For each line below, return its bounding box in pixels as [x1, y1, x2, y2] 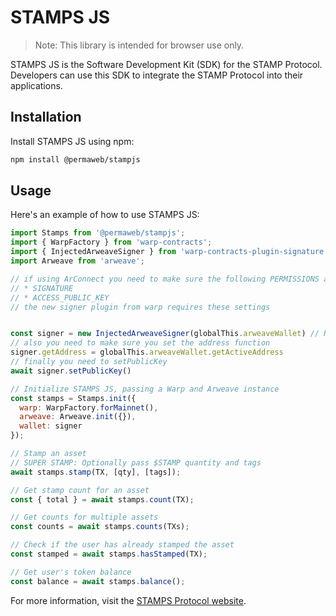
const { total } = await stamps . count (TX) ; [10, 494, 195, 505]
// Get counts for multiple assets [10, 512, 159, 523]
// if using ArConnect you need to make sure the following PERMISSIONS [10, 274, 320, 284]
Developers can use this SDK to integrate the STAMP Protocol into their [10, 69, 304, 81]
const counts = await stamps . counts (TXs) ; [10, 522, 190, 532]
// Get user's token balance [10, 567, 132, 577]
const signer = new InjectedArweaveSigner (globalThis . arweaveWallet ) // [10, 329, 320, 339]
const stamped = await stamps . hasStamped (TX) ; [10, 549, 208, 560]
